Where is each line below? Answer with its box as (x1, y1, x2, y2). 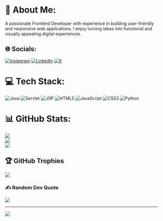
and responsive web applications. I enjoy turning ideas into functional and (5, 25, 153, 31)
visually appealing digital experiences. (5, 31, 81, 37)
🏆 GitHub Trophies (5, 157, 65, 165)
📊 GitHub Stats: (5, 113, 71, 124)
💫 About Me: (5, 4, 56, 16)
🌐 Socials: (5, 45, 37, 53)
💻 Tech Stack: (5, 75, 65, 87)
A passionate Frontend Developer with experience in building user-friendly (5, 20, 154, 26)
